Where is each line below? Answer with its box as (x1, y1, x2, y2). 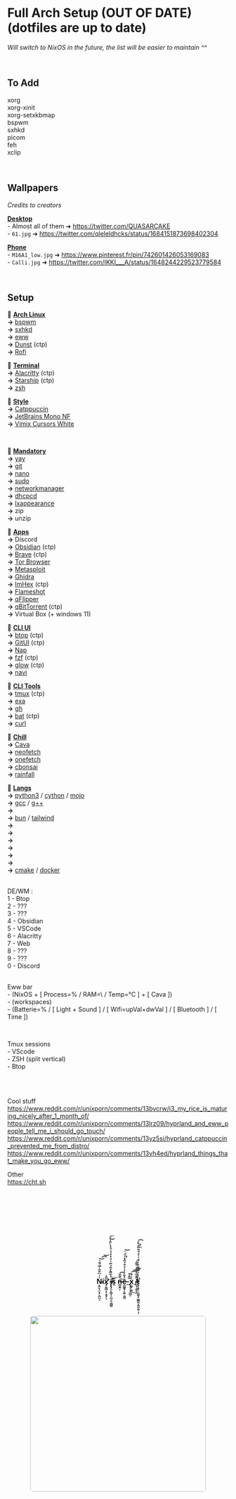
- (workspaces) (7, 998, 52, 1006)
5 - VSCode (7, 924, 41, 933)
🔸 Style (7, 397, 29, 405)
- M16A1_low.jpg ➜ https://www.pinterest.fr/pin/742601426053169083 (7, 250, 209, 259)
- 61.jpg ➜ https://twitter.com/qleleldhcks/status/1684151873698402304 (7, 229, 219, 238)
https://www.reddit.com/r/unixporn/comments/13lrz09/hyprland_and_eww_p (7, 1120, 229, 1128)
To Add (7, 77, 39, 89)
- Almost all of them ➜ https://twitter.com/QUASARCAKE (7, 221, 171, 230)
